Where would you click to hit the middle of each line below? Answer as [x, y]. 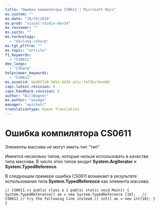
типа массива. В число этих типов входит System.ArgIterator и [71, 161]
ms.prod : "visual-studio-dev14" [38, 23]
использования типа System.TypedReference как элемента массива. [77, 181]
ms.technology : [20, 37]
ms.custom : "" [19, 14]
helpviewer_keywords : [27, 73]
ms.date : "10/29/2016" [28, 19]
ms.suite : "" [18, 32]
